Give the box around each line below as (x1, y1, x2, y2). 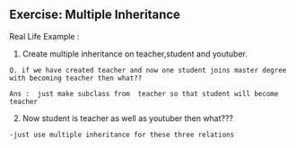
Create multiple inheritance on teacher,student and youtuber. (22, 48, 248, 59)
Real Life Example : (9, 30, 80, 41)
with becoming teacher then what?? (9, 74, 143, 83)
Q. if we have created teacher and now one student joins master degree (9, 65, 287, 74)
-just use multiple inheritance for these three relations (9, 130, 235, 139)
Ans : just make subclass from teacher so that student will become (9, 89, 279, 98)
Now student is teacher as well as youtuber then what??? (22, 112, 234, 124)
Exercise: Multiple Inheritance (9, 7, 181, 22)
